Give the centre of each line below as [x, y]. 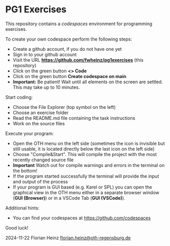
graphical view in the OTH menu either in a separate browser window [86, 192]
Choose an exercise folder [41, 112]
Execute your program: [30, 133]
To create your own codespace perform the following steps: [69, 39]
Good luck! [17, 228]
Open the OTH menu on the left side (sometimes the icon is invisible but [89, 143]
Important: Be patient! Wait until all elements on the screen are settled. [88, 82]
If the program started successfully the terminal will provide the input [86, 176]
